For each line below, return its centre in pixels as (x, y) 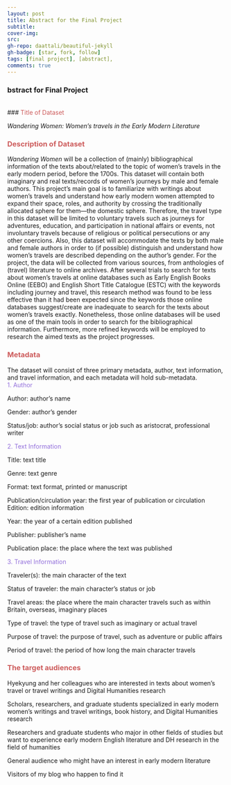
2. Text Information (34, 446)
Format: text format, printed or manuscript (67, 487)
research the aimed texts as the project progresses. (81, 337)
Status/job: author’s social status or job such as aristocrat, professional (109, 425)
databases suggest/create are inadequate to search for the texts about (108, 307)
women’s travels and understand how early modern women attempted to (111, 196)
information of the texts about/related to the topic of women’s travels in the (114, 166)
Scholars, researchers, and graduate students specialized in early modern (113, 704)
